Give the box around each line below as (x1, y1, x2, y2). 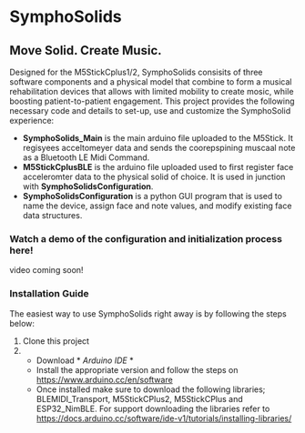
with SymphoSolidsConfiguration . (22, 181, 154, 192)
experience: (9, 116, 55, 126)
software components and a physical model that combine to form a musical (9, 76, 292, 87)
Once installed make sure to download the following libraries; (36, 384, 266, 395)
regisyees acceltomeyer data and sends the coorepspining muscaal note (22, 143, 296, 153)
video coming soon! (9, 265, 84, 276)
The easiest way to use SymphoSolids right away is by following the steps (9, 307, 287, 319)
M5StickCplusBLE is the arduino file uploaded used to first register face (22, 162, 294, 172)
